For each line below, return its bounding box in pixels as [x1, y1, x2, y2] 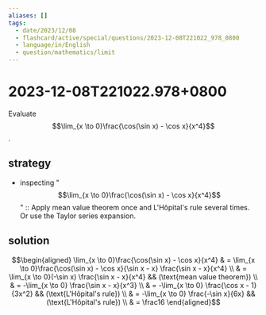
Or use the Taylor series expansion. [19, 211, 137, 221]
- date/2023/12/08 [15, 26, 77, 34]
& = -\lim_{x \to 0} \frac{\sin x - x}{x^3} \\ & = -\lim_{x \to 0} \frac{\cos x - [10, 280, 249, 290]
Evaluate [8, 109, 37, 118]
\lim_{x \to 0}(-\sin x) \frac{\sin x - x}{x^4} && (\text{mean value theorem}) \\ [9, 271, 258, 282]
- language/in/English [15, 41, 91, 49]
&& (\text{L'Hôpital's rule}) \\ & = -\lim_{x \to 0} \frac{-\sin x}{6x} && [34, 289, 256, 298]
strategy [8, 156, 52, 171]
